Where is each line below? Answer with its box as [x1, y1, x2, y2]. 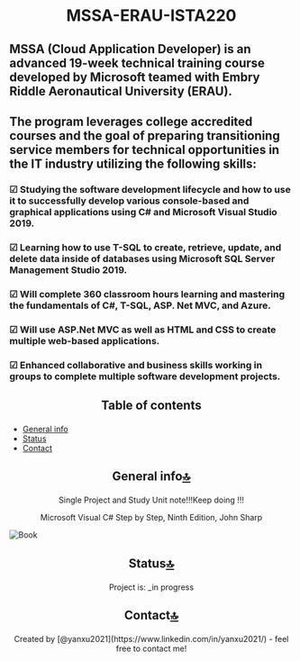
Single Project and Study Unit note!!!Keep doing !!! [58, 494, 245, 505]
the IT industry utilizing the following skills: [9, 156, 257, 171]
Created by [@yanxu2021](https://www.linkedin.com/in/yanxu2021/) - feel [14, 634, 289, 645]
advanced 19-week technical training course [9, 55, 266, 70]
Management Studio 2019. [9, 263, 128, 276]
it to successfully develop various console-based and [9, 195, 250, 207]
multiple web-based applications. [9, 334, 160, 347]
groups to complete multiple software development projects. [9, 370, 281, 383]
